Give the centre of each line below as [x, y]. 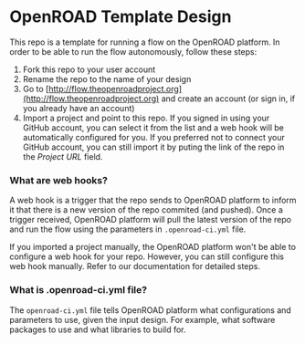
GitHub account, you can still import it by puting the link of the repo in [153, 147]
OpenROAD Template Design [121, 17]
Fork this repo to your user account [89, 69]
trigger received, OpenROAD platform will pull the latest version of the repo [151, 220]
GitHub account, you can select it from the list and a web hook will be [153, 127]
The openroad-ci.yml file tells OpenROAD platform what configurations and [151, 310]
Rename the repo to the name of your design [107, 78]
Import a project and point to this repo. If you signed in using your [146, 118]
